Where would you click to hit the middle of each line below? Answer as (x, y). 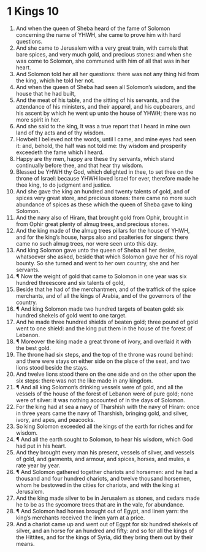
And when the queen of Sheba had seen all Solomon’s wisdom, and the (106, 87)
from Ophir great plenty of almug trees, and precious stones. (93, 224)
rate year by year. (38, 465)
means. (25, 543)
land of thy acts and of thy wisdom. (60, 133)
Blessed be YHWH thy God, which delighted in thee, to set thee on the (105, 172)
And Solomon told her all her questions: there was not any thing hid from (108, 74)
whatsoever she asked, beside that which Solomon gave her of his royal (107, 257)
